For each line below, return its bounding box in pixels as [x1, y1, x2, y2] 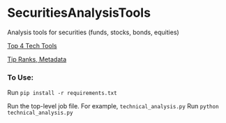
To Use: [7, 72, 33, 82]
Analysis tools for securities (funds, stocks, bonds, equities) [7, 28, 179, 36]
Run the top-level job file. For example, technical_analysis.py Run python [7, 102, 219, 110]
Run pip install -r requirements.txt [7, 89, 117, 97]
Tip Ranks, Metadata [7, 55, 67, 64]
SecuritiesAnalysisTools [7, 5, 151, 21]
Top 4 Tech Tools [7, 41, 57, 50]
